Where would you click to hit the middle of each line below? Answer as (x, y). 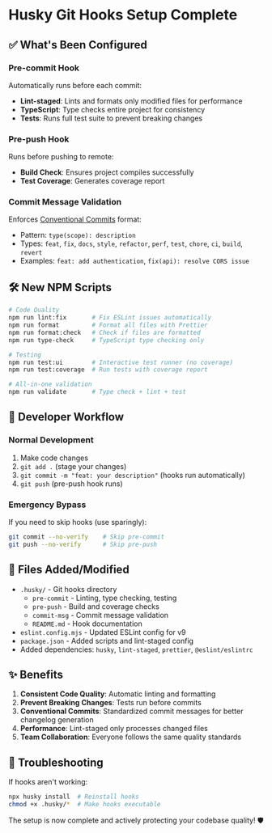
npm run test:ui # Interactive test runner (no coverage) (121, 362)
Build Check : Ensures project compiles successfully (107, 172)
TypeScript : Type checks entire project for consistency (113, 109)
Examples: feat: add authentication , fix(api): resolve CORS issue (134, 261)
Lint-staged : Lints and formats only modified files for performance (131, 101)
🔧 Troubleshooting (56, 762)
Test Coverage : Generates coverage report (92, 181)
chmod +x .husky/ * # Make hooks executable (85, 805)
